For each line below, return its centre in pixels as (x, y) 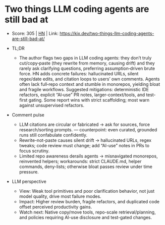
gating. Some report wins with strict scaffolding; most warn (89, 100)
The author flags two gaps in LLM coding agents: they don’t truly (85, 57)
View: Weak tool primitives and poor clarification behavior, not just (87, 191)
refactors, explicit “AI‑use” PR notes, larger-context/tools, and (82, 95)
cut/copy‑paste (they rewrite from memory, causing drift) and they (87, 63)
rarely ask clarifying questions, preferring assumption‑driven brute (87, 68)
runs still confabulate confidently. (53, 135)
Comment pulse (28, 114)
